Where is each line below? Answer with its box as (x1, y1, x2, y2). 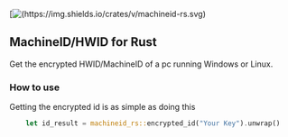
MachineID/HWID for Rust (9, 34, 157, 50)
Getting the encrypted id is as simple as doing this (9, 102, 196, 113)
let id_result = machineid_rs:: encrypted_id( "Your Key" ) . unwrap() (25, 119, 281, 128)
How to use (9, 81, 60, 94)
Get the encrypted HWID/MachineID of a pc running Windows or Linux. (9, 59, 274, 69)
